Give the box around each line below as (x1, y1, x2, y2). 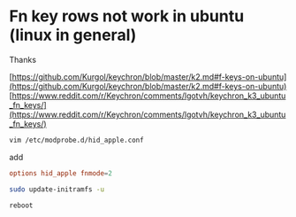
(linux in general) (9, 25, 137, 45)
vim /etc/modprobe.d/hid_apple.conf (9, 136, 144, 144)
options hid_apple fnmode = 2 (9, 168, 113, 178)
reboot (9, 201, 34, 210)
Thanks (9, 54, 37, 65)
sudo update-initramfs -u (9, 184, 104, 194)
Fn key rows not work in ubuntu (9, 6, 245, 27)
